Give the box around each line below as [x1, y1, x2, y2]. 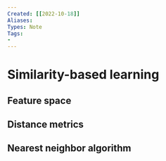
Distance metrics [7, 119, 84, 131]
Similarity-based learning [7, 67, 160, 83]
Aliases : [7, 17, 33, 24]
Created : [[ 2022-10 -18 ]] [7, 10, 80, 18]
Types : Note [7, 23, 42, 30]
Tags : [7, 30, 23, 37]
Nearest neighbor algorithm [7, 142, 132, 155]
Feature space [7, 94, 72, 106]
